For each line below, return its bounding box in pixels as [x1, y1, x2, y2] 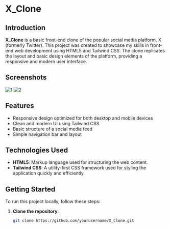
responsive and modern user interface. [5, 59, 87, 64]
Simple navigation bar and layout [12, 131, 82, 137]
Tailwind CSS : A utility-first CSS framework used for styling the [12, 165, 147, 171]
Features [5, 101, 34, 110]
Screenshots [5, 73, 47, 82]
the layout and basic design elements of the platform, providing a [5, 53, 142, 59]
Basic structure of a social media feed [12, 126, 93, 132]
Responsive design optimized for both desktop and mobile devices [12, 115, 153, 121]
